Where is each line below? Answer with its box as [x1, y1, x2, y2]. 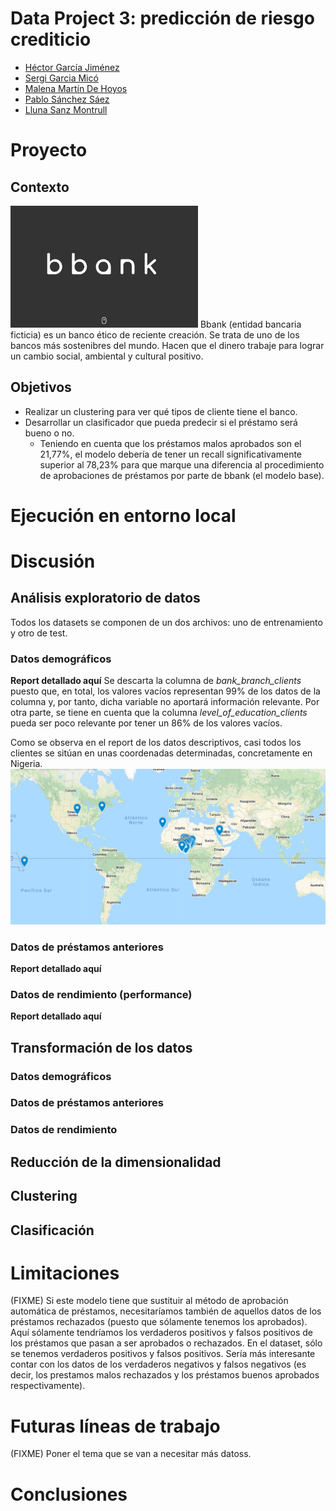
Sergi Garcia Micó [24, 72, 99, 84]
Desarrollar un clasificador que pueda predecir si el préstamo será [24, 416, 298, 428]
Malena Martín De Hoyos [24, 82, 128, 94]
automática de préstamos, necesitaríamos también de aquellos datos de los [10, 1305, 322, 1317]
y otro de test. [10, 627, 68, 639]
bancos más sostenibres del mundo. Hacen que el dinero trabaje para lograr [10, 339, 325, 351]
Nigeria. [10, 758, 43, 770]
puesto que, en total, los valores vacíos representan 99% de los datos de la [10, 685, 321, 697]
